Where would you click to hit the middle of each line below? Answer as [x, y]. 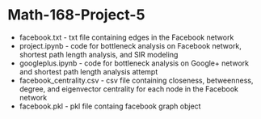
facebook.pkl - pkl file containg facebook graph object [110, 106]
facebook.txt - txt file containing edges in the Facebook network [126, 37]
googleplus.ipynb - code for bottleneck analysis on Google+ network [134, 63]
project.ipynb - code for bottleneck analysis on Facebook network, [130, 45]
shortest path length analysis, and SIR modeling [99, 54]
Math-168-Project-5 [76, 15]
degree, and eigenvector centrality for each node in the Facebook [129, 89]
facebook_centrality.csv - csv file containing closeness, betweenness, [136, 80]
